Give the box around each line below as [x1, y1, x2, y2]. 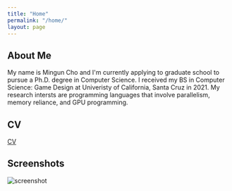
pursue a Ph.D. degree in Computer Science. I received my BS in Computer [7, 75, 225, 85]
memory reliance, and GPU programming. [7, 98, 128, 106]
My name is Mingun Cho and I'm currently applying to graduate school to [7, 68, 220, 77]
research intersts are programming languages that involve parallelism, [7, 91, 210, 99]
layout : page [7, 23, 46, 30]
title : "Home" [7, 10, 49, 18]
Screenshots [7, 158, 65, 170]
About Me [7, 49, 51, 61]
